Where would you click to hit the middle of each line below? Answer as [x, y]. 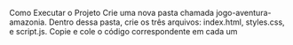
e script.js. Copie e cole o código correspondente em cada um [123, 31]
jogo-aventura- [244, 13]
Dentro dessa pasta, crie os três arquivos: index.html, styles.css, [167, 22]
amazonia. [28, 22]
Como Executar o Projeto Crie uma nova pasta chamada [112, 13]
